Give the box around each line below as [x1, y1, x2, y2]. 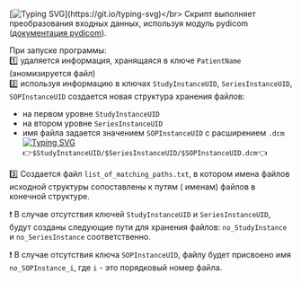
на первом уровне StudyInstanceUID [22, 109, 160, 119]
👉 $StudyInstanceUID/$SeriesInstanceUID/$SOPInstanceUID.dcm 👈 [22, 147, 268, 157]
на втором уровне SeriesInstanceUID [22, 118, 164, 128]
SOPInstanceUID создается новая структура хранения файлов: [9, 91, 245, 101]
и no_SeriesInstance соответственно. [9, 232, 151, 242]
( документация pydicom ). [9, 28, 107, 38]
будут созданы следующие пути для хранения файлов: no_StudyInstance [9, 222, 288, 233]
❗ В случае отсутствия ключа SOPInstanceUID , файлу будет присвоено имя [9, 250, 292, 260]
